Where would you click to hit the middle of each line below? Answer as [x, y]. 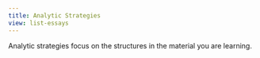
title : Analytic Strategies [55, 15]
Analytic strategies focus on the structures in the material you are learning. [130, 45]
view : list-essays [38, 23]
